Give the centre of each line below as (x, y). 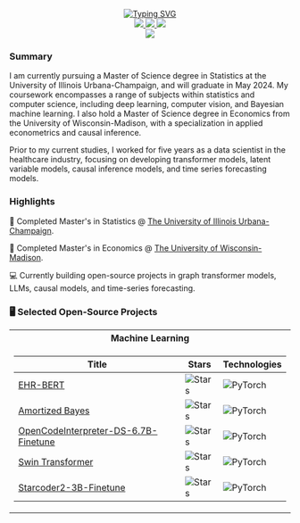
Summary (31, 56)
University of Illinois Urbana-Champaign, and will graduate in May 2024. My (149, 86)
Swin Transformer (56, 461)
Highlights (32, 202)
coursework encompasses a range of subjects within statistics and (132, 95)
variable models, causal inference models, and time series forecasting (138, 169)
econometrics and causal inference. (75, 133)
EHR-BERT (42, 385)
